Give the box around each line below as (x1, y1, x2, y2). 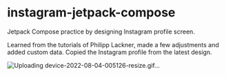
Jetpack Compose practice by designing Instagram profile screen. (7, 27, 195, 36)
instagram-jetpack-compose (7, 5, 176, 21)
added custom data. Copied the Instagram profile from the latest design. (7, 48, 212, 56)
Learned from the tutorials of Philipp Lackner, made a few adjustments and (7, 40, 219, 49)
